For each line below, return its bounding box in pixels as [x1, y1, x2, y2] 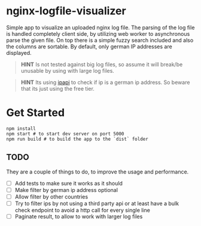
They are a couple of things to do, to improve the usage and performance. [6, 168, 189, 175]
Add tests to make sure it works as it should [14, 179, 123, 187]
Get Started [6, 106, 65, 120]
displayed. [6, 49, 32, 56]
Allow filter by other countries [14, 193, 89, 200]
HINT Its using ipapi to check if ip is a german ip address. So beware [20, 79, 190, 86]
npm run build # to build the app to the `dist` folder [6, 136, 148, 142]
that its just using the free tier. [20, 85, 95, 92]
